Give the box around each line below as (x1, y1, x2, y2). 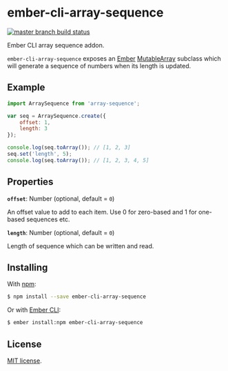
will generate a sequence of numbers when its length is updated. (7, 61, 191, 70)
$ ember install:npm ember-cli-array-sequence (7, 319, 143, 326)
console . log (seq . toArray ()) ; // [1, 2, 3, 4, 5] (7, 157, 149, 163)
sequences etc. (26, 215, 70, 223)
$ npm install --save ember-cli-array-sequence (7, 293, 147, 301)
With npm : (7, 280, 37, 288)
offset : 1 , (19, 119, 51, 126)
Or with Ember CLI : (7, 305, 61, 314)
